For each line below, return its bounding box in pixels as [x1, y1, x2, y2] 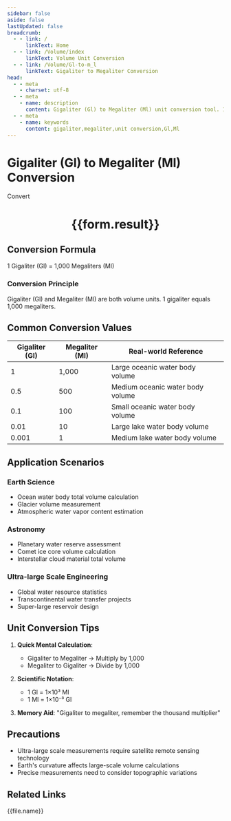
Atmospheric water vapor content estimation [16, 507, 144, 516]
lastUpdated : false [7, 23, 63, 30]
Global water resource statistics [16, 588, 108, 596]
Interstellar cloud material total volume [16, 555, 126, 563]
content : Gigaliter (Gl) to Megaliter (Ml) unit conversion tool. [25, 106, 220, 113]
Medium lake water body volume [111, 433, 217, 443]
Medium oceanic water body [111, 383, 204, 392]
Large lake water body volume [111, 422, 209, 431]
